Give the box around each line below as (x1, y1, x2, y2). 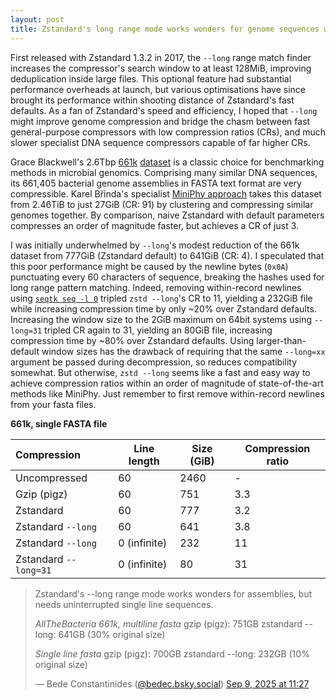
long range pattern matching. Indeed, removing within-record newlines (10, 281, 302, 293)
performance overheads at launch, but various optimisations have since (10, 83, 306, 95)
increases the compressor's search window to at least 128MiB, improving (10, 62, 312, 74)
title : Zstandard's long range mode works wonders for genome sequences (10, 24, 320, 34)
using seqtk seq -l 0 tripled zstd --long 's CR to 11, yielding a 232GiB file (10, 292, 313, 304)
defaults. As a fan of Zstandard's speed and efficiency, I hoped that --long (10, 104, 318, 116)
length (128, 454, 160, 468)
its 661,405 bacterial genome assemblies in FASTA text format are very (10, 177, 302, 189)
